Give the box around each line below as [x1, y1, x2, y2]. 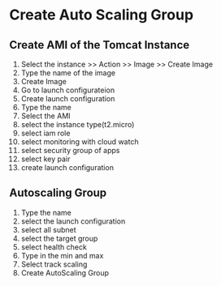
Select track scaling [20, 259, 88, 269]
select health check [20, 241, 88, 252]
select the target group [20, 233, 98, 243]
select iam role [20, 128, 71, 138]
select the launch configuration [20, 216, 126, 226]
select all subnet [20, 224, 76, 234]
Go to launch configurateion [20, 85, 115, 95]
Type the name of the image [20, 68, 116, 78]
